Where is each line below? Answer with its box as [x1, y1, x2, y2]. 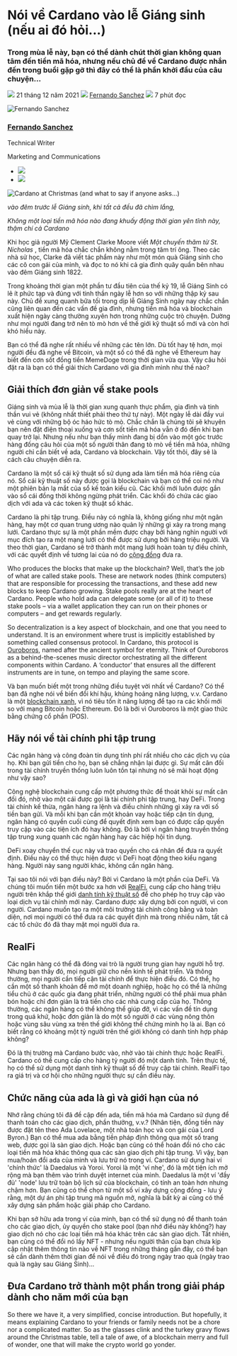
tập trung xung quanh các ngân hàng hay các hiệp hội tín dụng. [7, 832, 192, 841]
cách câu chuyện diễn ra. [7, 455, 81, 463]
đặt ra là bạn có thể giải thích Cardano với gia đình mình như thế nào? [7, 363, 210, 371]
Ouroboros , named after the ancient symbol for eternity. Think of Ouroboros [7, 645, 229, 654]
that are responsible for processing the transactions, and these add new [7, 579, 218, 587]
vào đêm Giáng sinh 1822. [7, 268, 83, 276]
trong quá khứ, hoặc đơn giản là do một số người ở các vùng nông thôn [7, 1012, 214, 1021]
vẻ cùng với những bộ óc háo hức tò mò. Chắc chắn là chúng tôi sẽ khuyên [7, 417, 226, 426]
